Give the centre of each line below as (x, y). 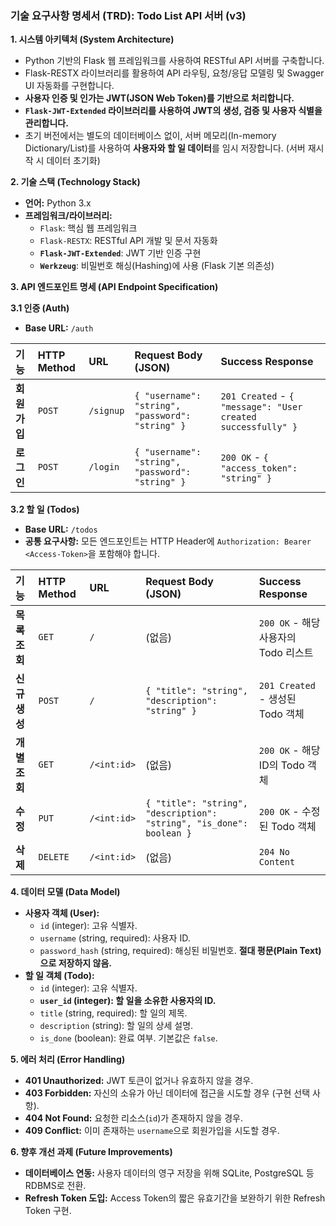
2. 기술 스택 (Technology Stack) (75, 182)
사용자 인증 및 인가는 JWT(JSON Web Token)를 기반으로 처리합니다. (159, 98)
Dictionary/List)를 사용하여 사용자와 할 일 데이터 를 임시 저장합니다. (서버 (165, 148)
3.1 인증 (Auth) (40, 308)
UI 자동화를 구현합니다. (69, 86)
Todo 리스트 (286, 653)
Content (277, 862)
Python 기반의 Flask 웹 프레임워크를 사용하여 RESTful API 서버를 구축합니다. (174, 61)
